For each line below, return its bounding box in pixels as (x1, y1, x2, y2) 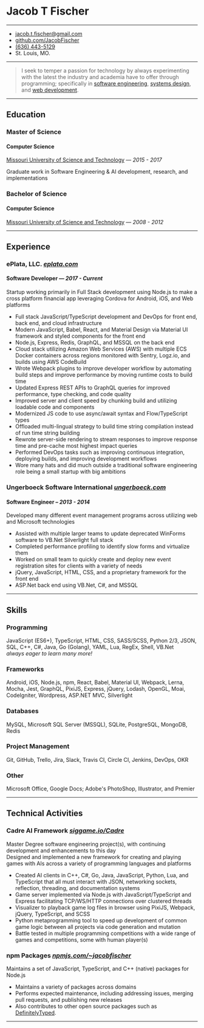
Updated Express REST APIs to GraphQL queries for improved (15, 384, 171, 391)
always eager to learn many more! (6, 649, 93, 657)
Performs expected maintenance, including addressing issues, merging (15, 990, 194, 997)
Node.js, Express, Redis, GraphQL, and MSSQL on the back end (15, 339, 175, 346)
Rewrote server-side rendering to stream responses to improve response (15, 436, 198, 443)
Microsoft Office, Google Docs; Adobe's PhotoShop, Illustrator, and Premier (6, 785, 195, 792)
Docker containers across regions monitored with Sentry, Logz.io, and (15, 352, 191, 359)
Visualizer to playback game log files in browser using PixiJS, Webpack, (15, 903, 195, 911)
